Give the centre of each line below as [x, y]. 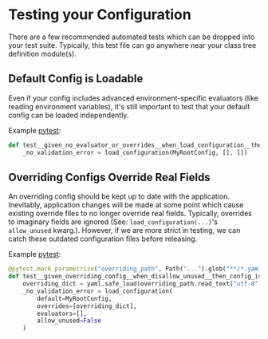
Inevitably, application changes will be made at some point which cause [126, 205]
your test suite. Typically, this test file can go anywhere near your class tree [132, 45]
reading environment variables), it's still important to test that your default [129, 106]
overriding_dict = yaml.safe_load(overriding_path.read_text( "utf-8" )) [144, 284]
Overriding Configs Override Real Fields [109, 177]
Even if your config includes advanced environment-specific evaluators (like [134, 98]
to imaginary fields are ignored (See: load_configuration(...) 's [113, 222]
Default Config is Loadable [76, 79]
